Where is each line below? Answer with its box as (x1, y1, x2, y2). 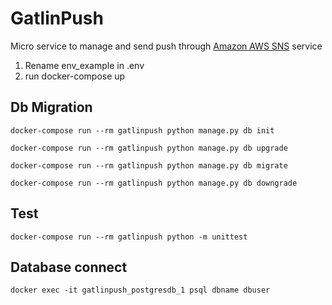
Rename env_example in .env (24, 59, 145, 71)
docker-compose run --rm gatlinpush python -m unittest (10, 232, 248, 242)
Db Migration (10, 99, 93, 116)
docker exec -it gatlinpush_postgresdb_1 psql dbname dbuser (10, 285, 271, 296)
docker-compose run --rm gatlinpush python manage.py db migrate (10, 160, 288, 171)
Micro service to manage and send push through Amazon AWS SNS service (10, 40, 323, 52)
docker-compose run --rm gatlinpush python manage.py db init (10, 125, 275, 136)
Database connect (10, 258, 128, 276)
